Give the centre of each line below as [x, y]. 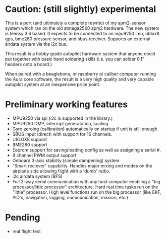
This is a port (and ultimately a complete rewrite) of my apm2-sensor [75, 23]
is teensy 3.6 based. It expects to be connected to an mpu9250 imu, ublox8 [82, 33]
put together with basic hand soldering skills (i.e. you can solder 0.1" [75, 59]
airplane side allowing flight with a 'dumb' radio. [61, 171]
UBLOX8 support [29, 139]
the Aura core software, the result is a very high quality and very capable [80, 79]
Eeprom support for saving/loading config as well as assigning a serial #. [86, 150]
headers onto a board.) [28, 64]
